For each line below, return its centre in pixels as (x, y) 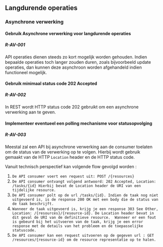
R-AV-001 (15, 45)
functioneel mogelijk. (26, 72)
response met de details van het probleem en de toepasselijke (78, 226)
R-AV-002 (16, 95)
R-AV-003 (16, 134)
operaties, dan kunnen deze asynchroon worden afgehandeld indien (73, 67)
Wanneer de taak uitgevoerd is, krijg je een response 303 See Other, (85, 209)
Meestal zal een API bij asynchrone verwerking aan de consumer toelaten (79, 147)
